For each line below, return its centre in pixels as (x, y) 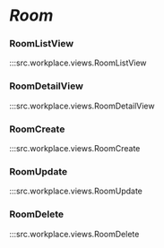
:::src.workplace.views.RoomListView (78, 63)
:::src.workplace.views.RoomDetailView (82, 106)
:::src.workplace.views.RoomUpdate (76, 191)
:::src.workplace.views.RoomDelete (74, 234)
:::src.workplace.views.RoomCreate (75, 149)
